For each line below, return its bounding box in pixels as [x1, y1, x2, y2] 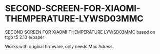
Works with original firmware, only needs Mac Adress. [5, 43, 114, 49]
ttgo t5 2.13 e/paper [5, 34, 45, 40]
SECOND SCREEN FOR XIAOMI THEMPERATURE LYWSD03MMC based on [5, 29, 156, 35]
